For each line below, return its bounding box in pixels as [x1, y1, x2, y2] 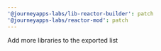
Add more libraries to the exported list [7, 36, 118, 44]
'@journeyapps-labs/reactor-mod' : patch [7, 17, 129, 24]
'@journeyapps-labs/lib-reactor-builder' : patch [7, 10, 154, 17]
